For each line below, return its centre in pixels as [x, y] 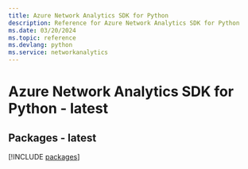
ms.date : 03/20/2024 [43, 30]
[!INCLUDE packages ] [44, 157]
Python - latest [58, 109]
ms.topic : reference [43, 38]
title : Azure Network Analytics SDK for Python [89, 15]
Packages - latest [52, 138]
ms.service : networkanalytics [58, 52]
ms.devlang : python [41, 45]
